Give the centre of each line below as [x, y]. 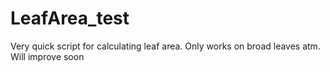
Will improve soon [47, 56]
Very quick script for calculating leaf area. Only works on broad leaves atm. [165, 46]
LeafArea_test [70, 18]
